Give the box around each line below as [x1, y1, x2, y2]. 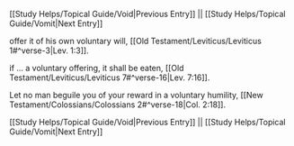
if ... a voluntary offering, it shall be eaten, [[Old [9, 63, 184, 73]
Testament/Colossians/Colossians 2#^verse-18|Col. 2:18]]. [9, 99, 227, 110]
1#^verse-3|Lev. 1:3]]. [9, 45, 89, 56]
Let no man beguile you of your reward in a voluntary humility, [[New [9, 90, 263, 100]
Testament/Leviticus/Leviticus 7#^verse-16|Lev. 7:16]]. [9, 72, 210, 83]
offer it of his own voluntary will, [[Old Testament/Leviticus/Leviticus [9, 36, 263, 46]
